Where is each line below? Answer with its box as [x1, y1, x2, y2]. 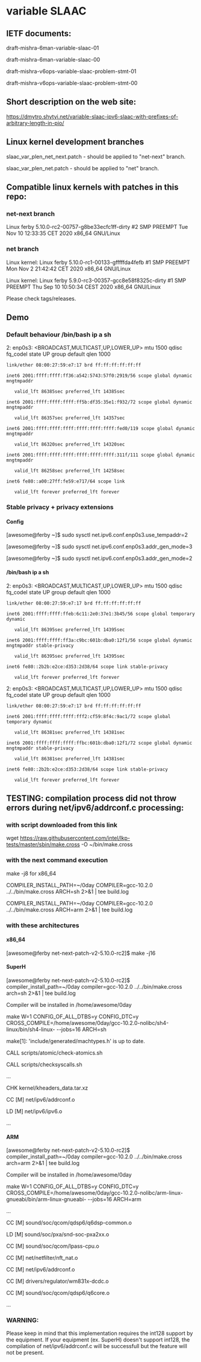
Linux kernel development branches [6, 137, 144, 147]
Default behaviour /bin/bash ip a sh [6, 330, 111, 339]
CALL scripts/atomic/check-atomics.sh [6, 1049, 103, 1056]
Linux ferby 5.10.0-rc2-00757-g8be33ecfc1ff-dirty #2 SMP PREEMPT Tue [6, 223, 188, 231]
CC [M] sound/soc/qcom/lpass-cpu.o [6, 1242, 99, 1250]
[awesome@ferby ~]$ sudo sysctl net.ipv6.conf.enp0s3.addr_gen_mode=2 [6, 554, 193, 562]
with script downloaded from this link [6, 820, 117, 829]
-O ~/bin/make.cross [81, 841, 133, 848]
